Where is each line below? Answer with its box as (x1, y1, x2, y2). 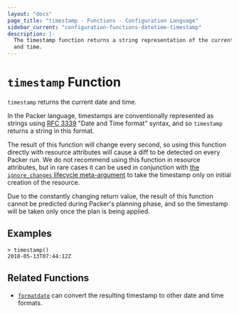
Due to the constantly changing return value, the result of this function (7, 191, 213, 200)
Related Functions (7, 272, 90, 285)
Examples (7, 228, 52, 240)
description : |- (7, 30, 55, 38)
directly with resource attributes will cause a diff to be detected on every (7, 147, 221, 156)
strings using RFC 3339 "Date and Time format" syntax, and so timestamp (7, 119, 223, 127)
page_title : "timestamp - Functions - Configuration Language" (7, 17, 199, 24)
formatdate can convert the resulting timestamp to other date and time (17, 291, 224, 299)
